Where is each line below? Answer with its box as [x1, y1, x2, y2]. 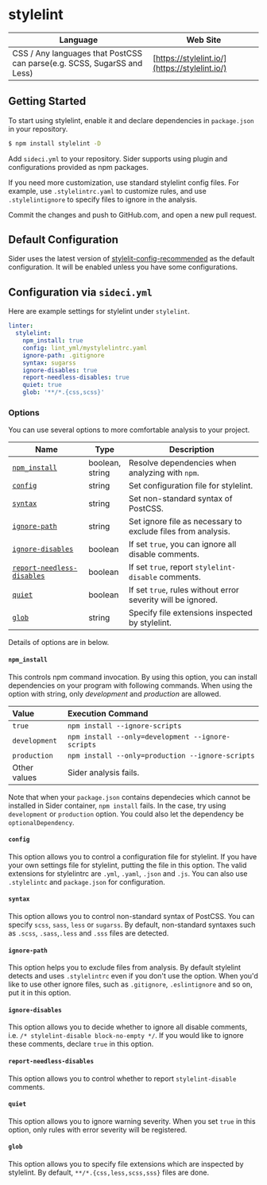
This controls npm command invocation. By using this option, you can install [8, 672, 257, 681]
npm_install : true [22, 337, 83, 345]
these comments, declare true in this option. [8, 1039, 154, 1049]
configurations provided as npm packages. [8, 162, 149, 172]
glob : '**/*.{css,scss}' [22, 388, 105, 396]
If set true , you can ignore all [128, 538, 237, 550]
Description [169, 444, 215, 455]
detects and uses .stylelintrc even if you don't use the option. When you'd [8, 971, 258, 981]
